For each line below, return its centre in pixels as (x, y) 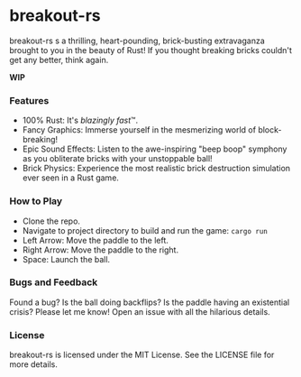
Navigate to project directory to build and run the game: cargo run (145, 230)
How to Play (36, 201)
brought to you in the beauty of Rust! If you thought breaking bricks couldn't (151, 50)
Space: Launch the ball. (66, 259)
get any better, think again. (59, 60)
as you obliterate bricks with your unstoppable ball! (118, 159)
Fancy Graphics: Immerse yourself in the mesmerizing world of (139, 130)
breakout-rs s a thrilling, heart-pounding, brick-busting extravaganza (137, 41)
